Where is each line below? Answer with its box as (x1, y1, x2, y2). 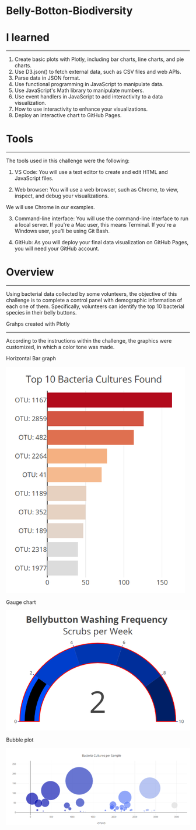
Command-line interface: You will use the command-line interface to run (14, 215, 188, 222)
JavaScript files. (14, 175, 54, 182)
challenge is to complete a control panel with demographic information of (6, 297, 183, 303)
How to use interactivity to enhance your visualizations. (14, 105, 148, 112)
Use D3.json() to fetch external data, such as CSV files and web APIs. (14, 69, 181, 76)
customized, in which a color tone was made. (6, 344, 115, 350)
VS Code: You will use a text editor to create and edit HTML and (14, 169, 168, 176)
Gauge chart (6, 599, 36, 606)
